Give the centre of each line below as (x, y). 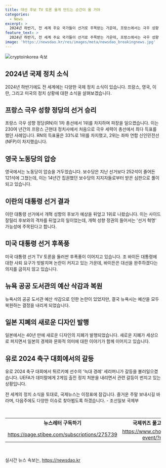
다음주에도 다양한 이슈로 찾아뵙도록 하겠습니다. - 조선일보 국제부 (77, 401)
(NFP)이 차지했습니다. (26, 141)
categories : (17, 14)
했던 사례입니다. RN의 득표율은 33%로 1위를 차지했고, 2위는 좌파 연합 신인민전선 (82, 135)
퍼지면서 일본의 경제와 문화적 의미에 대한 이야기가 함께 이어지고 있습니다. (80, 341)
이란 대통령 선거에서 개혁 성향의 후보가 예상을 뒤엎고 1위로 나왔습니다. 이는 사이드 (83, 214)
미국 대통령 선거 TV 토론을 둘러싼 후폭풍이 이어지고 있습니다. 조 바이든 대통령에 (81, 257)
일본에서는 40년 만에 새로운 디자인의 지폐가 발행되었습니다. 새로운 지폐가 (75, 335)
